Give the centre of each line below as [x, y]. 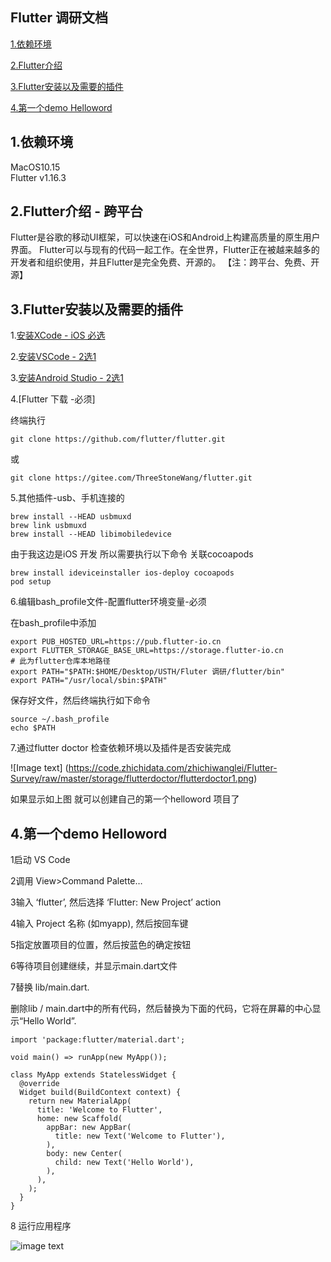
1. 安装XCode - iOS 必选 [58, 335]
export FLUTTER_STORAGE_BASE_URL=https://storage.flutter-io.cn [147, 651]
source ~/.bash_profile [60, 719]
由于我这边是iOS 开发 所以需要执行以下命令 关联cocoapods [132, 554]
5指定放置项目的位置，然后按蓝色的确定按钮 [101, 945]
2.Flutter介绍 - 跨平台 [77, 211]
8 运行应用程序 [41, 1226]
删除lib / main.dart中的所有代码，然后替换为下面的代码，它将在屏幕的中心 [161, 1009]
